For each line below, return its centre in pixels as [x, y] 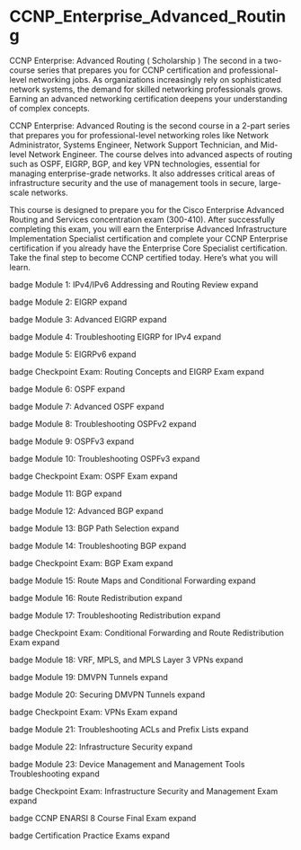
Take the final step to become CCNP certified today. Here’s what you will [144, 257]
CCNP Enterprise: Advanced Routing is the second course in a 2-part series [150, 125]
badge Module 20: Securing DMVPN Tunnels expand [107, 695]
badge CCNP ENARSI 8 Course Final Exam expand [103, 818]
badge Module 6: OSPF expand [67, 389]
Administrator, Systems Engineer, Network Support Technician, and [134, 145]
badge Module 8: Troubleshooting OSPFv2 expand [103, 423]
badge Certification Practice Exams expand [90, 835]
